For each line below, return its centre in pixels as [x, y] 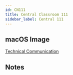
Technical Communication [32, 51]
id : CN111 [15, 10]
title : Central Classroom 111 [37, 14]
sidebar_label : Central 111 [34, 19]
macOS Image [27, 39]
